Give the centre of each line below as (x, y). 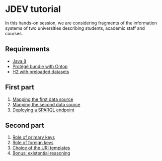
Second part (25, 125)
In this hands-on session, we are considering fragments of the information (81, 23)
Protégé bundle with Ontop (40, 66)
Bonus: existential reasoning (41, 153)
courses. (14, 33)
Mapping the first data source (43, 99)
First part (20, 87)
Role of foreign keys (33, 143)
